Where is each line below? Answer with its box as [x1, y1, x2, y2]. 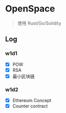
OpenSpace [5, 3, 55, 14]
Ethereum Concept [12, 97, 51, 103]
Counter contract [12, 103, 48, 109]
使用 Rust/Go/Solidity [17, 20, 61, 26]
